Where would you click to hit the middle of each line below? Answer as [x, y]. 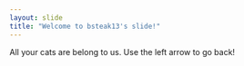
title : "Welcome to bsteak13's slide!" [85, 26]
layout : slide [36, 18]
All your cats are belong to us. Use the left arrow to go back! [122, 52]
